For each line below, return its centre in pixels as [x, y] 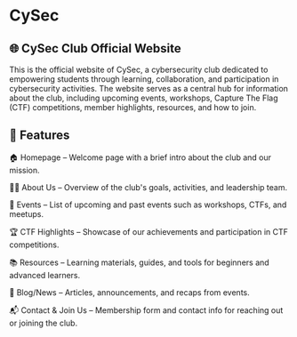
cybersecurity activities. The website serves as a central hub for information [149, 88]
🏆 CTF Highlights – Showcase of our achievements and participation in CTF [149, 231]
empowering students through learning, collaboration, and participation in [144, 79]
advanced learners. [45, 275]
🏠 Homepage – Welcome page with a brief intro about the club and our [140, 157]
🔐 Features [40, 136]
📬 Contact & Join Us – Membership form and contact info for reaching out [146, 310]
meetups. [27, 213]
